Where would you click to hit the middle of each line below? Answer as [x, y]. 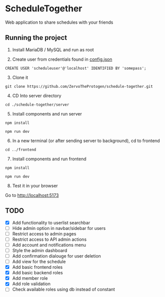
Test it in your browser [35, 186]
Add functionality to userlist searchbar [51, 223]
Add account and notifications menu [49, 245]
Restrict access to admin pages [44, 234]
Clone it [20, 77]
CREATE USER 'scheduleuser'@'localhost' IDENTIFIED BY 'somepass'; [76, 68]
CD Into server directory [37, 95]
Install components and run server [47, 113]
